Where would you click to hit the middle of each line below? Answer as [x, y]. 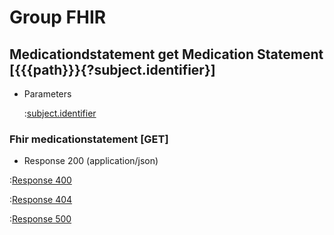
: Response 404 [41, 200]
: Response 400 [40, 180]
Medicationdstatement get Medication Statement [166, 54]
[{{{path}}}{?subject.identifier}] [112, 69]
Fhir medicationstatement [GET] [89, 139]
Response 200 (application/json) [91, 161]
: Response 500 [40, 219]
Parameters [47, 94]
